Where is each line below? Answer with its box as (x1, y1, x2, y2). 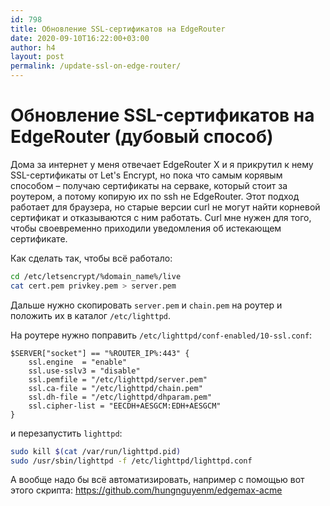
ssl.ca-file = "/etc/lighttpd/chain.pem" (28, 383, 203, 393)
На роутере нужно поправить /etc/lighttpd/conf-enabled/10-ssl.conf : (10, 329, 313, 341)
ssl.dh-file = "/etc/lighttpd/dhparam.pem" (28, 392, 213, 402)
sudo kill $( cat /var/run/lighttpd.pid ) (10, 446, 182, 456)
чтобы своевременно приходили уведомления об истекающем (10, 222, 282, 234)
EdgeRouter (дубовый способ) (10, 126, 274, 148)
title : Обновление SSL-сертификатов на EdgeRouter (10, 24, 226, 34)
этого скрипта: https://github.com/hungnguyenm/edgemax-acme (10, 484, 283, 496)
